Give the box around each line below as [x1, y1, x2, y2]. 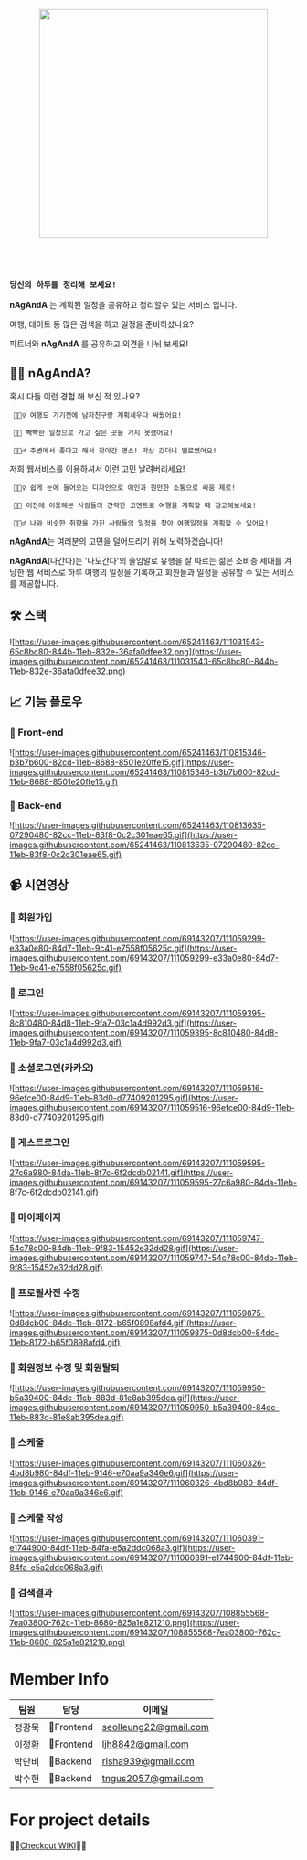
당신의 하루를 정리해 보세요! [9, 279, 117, 290]
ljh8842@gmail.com [101, 1738, 189, 1750]
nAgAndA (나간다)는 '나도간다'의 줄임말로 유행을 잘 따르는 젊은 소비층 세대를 [9, 556, 282, 567]
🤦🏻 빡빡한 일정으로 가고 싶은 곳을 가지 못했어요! [13, 429, 174, 438]
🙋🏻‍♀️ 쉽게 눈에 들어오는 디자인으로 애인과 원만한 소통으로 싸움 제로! [13, 484, 236, 493]
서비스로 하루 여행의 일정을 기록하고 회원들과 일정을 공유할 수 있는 [36, 567, 270, 578]
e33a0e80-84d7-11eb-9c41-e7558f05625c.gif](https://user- [9, 942, 238, 953]
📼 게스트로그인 [9, 1136, 70, 1149]
